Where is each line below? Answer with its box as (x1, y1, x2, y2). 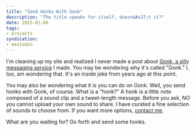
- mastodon (6, 42, 33, 48)
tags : (6, 25, 19, 31)
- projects (6, 31, 33, 37)
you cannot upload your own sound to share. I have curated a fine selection (6, 100, 190, 107)
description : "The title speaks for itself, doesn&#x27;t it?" (6, 14, 165, 20)
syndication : (6, 36, 38, 42)
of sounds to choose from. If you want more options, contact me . (6, 107, 164, 114)
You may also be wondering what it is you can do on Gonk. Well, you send (6, 81, 185, 89)
